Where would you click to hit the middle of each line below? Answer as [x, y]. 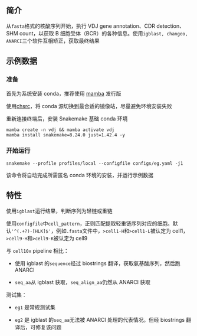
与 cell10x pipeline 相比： [37, 250]
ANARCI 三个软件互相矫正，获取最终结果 [53, 41]
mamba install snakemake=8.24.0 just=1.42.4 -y [66, 135]
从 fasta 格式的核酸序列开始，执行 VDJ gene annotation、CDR [81, 26]
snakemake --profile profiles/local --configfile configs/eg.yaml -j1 [95, 163]
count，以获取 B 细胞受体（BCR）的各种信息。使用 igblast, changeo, [104, 33]
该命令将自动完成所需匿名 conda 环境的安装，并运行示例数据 [80, 175]
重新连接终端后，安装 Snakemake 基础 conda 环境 [67, 118]
